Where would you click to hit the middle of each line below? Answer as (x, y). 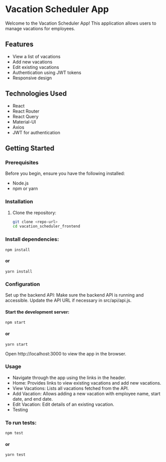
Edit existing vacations (36, 67)
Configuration (23, 284)
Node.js (21, 183)
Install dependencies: (32, 239)
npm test (14, 433)
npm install (18, 250)
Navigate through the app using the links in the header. (69, 378)
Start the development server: (37, 312)
